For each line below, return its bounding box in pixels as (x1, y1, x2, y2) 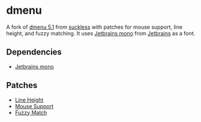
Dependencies (6, 47, 62, 57)
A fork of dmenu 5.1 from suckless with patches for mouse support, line (6, 23, 183, 30)
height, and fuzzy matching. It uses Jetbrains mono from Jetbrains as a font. (6, 29, 196, 36)
